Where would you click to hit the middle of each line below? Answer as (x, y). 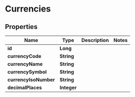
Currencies (28, 9)
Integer (68, 88)
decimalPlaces (25, 88)
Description (95, 40)
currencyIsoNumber (31, 80)
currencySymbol (27, 72)
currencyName (25, 64)
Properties (21, 27)
